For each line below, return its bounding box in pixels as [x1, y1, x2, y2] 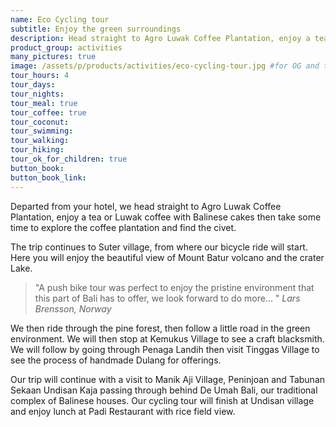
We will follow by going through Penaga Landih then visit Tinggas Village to [10, 343, 320, 355]
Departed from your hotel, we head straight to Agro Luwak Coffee [10, 200, 282, 212]
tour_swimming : [10, 126, 74, 136]
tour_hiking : [10, 145, 65, 155]
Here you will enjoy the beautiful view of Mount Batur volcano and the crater [10, 251, 325, 263]
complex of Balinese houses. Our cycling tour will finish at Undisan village [10, 394, 315, 406]
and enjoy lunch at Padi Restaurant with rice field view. [10, 405, 236, 417]
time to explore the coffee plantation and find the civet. [10, 221, 237, 233]
